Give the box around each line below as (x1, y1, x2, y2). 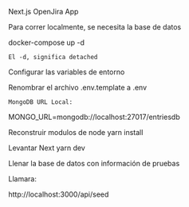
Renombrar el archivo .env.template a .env (8, 83, 148, 92)
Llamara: (8, 174, 37, 183)
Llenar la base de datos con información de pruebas (8, 159, 180, 168)
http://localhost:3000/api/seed (8, 189, 109, 199)
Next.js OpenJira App (8, 7, 79, 16)
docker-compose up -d (8, 38, 85, 47)
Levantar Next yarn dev (8, 143, 85, 153)
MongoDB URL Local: (8, 98, 73, 106)
